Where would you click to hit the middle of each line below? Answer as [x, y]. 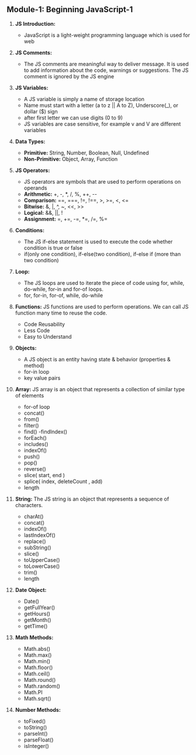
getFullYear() [39, 607]
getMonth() [37, 620]
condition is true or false [53, 247]
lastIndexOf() [40, 535]
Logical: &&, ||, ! [43, 212]
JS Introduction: [35, 23]
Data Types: [30, 141]
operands [35, 188]
